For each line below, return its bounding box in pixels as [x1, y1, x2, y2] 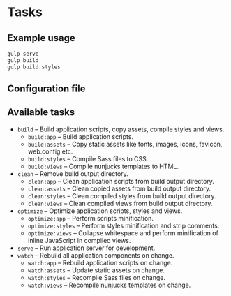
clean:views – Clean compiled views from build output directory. [27, 199, 213, 207]
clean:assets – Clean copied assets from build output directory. [27, 184, 211, 193]
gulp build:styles [7, 64, 61, 71]
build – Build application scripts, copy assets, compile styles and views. [17, 125, 225, 133]
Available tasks [7, 106, 75, 119]
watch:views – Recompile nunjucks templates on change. [27, 281, 191, 289]
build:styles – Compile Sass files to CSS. [27, 154, 149, 163]
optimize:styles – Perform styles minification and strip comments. [27, 221, 220, 230]
